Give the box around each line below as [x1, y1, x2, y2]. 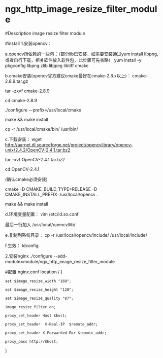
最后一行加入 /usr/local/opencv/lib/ [5, 221, 76, 227]
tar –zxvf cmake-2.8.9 [5, 88, 50, 94]
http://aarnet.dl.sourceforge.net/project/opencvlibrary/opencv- [5, 142, 133, 147]
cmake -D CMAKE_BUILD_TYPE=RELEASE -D [5, 186, 98, 192]
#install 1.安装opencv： [5, 40, 52, 46]
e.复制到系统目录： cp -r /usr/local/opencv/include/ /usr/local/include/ [5, 232, 148, 238]
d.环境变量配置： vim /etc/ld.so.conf [5, 211, 79, 217]
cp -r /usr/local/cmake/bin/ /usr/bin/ [5, 126, 78, 132]
